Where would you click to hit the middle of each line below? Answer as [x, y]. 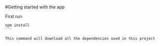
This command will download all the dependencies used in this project [80, 38]
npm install [17, 25]
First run [14, 16]
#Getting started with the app [35, 7]
